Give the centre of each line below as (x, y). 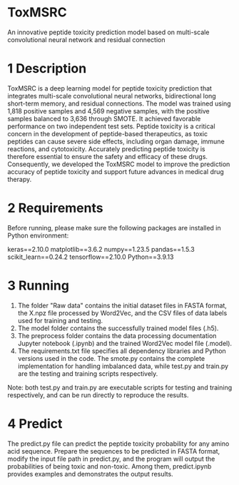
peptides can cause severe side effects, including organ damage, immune (116, 141)
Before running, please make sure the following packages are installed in (114, 228)
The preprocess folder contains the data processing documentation (117, 335)
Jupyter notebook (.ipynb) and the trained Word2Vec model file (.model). (125, 343)
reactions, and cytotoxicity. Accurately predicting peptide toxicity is (106, 149)
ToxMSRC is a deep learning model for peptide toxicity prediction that (110, 88)
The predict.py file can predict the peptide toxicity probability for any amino (118, 444)
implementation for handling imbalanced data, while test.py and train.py (123, 366)
